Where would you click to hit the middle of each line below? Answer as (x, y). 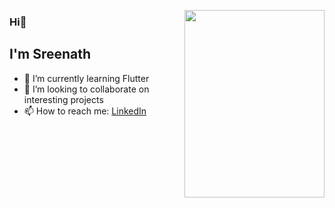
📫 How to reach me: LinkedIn (85, 111)
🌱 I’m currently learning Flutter (86, 78)
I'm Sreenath (50, 54)
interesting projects (63, 99)
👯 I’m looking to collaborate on (86, 89)
